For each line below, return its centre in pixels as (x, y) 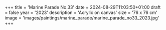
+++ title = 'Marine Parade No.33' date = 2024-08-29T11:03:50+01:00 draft (83, 7)
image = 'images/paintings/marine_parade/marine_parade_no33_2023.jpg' (82, 18)
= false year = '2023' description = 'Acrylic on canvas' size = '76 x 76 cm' (81, 12)
